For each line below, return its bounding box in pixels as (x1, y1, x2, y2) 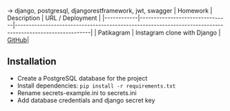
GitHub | (7, 36, 30, 44)
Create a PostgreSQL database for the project (17, 74, 148, 82)
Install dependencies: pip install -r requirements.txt (17, 81, 176, 90)
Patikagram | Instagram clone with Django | (97, 28, 221, 37)
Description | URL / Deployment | (7, 14, 102, 22)
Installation (7, 56, 57, 68)
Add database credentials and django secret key (17, 96, 155, 104)
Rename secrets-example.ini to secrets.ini (17, 88, 137, 97)
